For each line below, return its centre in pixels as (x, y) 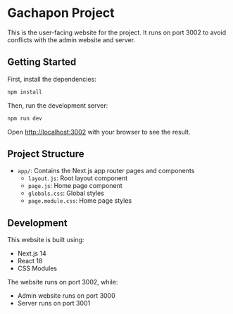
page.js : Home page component (75, 186)
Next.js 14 (32, 253)
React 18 (30, 261)
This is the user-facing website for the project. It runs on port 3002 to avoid (117, 32)
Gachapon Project (61, 13)
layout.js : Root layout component (78, 178)
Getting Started (42, 62)
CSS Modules (37, 268)
